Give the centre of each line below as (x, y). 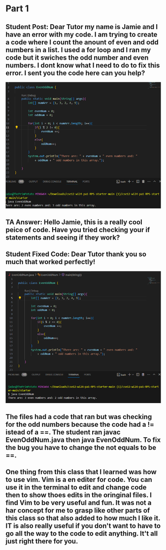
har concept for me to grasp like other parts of (78, 511)
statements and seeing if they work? (63, 237)
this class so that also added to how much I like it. (83, 518)
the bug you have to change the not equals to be (81, 448)
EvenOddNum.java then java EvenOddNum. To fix (83, 440)
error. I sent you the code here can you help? (75, 73)
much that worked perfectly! (50, 262)
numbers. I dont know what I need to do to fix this (83, 65)
